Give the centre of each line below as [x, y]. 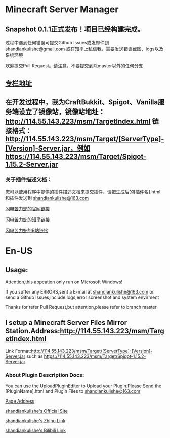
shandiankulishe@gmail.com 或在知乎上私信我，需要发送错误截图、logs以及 [84, 49]
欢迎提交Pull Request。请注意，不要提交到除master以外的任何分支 [74, 66]
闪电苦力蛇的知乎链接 [27, 220]
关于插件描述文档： [29, 179]
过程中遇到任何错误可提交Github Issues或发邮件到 [57, 42]
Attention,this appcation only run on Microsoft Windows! [64, 282]
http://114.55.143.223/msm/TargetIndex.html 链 [82, 121]
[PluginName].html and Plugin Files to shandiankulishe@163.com [73, 391]
